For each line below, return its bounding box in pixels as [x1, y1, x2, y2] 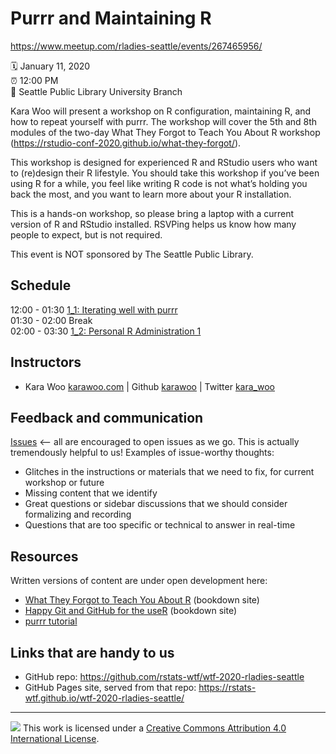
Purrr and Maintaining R [10, 7, 212, 30]
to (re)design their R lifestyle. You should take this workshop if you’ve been [10, 167, 320, 179]
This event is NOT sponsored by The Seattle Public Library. [10, 248, 254, 260]
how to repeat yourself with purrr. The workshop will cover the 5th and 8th [10, 115, 318, 127]
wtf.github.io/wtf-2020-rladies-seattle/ [24, 692, 185, 704]
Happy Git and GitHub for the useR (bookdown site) [24, 605, 238, 617]
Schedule [10, 277, 72, 294]
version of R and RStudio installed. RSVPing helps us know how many [10, 218, 297, 230]
